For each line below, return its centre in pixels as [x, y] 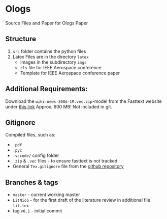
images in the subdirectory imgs [53, 62]
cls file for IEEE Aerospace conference [61, 67]
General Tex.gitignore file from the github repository [68, 167]
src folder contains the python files [49, 51]
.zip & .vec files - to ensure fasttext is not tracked [65, 161]
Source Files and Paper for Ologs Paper [47, 23]
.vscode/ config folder [36, 155]
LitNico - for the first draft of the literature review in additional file [81, 200]
